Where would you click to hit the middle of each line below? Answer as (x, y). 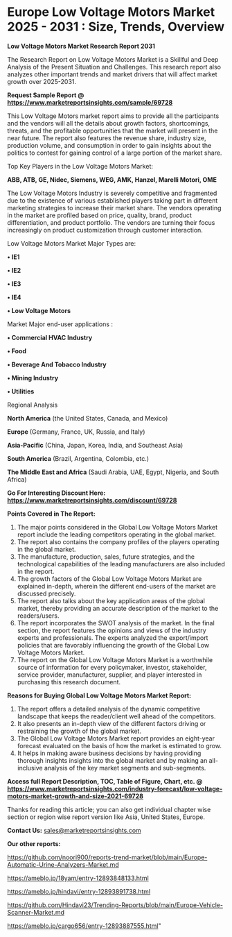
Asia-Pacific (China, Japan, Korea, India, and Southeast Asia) (95, 445)
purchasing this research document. (69, 682)
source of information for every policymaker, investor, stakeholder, (112, 667)
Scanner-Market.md (36, 912)
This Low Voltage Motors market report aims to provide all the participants (113, 116)
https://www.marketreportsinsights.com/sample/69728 (90, 102)
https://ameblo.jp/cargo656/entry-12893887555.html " (84, 926)
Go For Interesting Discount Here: (56, 493)
